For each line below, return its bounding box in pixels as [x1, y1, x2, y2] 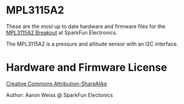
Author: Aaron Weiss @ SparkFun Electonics [6, 91, 113, 98]
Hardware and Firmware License [6, 61, 168, 74]
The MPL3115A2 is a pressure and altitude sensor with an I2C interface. [6, 40, 179, 47]
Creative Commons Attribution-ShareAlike [6, 80, 107, 87]
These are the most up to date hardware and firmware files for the [6, 23, 166, 30]
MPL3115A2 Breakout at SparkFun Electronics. [6, 29, 118, 36]
